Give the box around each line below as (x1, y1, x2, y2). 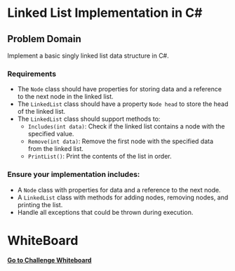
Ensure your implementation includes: (7, 170, 140, 180)
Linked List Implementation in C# (7, 5, 203, 21)
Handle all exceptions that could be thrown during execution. (17, 208, 194, 216)
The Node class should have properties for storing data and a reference (17, 85, 222, 93)
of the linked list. (17, 107, 66, 116)
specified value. (27, 130, 74, 138)
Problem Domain (7, 33, 82, 45)
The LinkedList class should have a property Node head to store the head (17, 100, 229, 108)
